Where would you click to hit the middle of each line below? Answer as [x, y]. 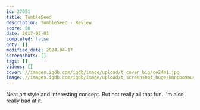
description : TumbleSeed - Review [49, 22]
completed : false [28, 39]
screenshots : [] [26, 56]
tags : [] [17, 61]
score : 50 [18, 28]
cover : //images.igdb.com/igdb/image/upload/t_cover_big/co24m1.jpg [93, 72]
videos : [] [20, 67]
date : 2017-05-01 [28, 34]
